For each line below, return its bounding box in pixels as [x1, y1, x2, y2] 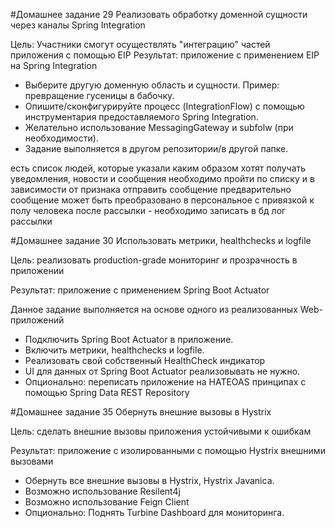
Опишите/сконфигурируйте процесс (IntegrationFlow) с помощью [24, 100, 305, 112]
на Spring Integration [10, 60, 98, 71]
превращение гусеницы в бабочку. [24, 90, 175, 101]
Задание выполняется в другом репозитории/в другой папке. [24, 143, 289, 154]
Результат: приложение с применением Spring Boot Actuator [10, 284, 270, 296]
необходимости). [24, 132, 99, 144]
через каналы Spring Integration [10, 19, 146, 31]
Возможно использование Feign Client [24, 496, 190, 508]
